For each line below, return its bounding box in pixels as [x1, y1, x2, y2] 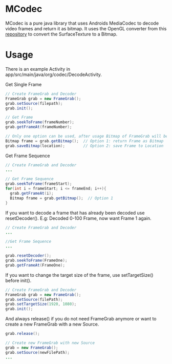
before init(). [5, 277, 32, 283]
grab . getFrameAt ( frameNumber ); [5, 124, 72, 130]
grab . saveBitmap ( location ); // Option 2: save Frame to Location [5, 143, 164, 148]
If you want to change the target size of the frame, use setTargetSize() [5, 272, 154, 278]
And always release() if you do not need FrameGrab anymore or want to [5, 316, 157, 322]
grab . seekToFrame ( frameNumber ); [5, 120, 74, 125]
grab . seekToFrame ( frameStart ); [5, 181, 72, 186]
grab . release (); [5, 331, 40, 336]
